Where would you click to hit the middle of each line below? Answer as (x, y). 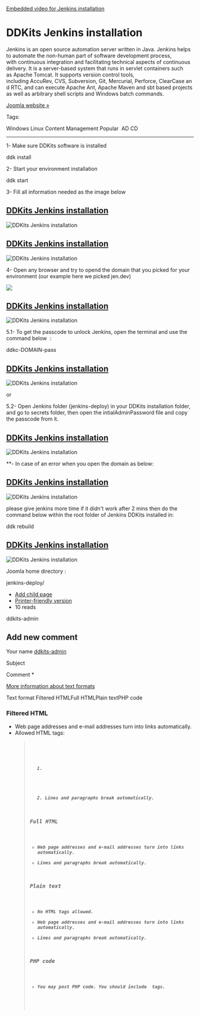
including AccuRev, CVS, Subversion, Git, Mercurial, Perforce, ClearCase (95, 81)
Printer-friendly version (43, 600)
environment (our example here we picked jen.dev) (69, 276)
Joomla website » (28, 105)
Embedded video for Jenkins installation (55, 9)
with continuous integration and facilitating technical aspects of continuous (98, 62)
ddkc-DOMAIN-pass (31, 350)
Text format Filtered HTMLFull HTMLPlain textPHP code (74, 698)
